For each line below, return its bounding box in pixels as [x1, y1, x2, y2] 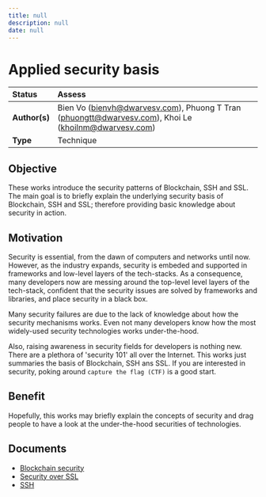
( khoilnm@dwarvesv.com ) [57, 122, 156, 133]
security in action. [8, 208, 67, 218]
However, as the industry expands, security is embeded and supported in [8, 260, 248, 270]
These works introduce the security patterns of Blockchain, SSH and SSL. [8, 183, 249, 192]
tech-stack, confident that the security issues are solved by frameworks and [8, 286, 257, 295]
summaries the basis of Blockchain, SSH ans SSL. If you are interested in [8, 358, 245, 368]
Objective [8, 161, 58, 175]
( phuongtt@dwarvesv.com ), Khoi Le [57, 112, 192, 123]
